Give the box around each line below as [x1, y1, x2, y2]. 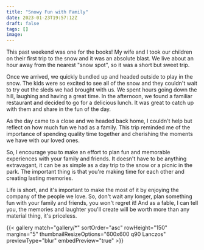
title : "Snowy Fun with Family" [6, 9, 88, 15]
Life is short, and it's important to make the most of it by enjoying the [6, 187, 179, 194]
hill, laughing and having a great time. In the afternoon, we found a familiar [6, 93, 193, 100]
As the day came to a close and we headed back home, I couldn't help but [6, 117, 193, 125]
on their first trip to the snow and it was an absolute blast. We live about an [6, 55, 194, 62]
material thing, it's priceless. [6, 212, 77, 220]
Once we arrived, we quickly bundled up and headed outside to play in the [6, 73, 193, 80]
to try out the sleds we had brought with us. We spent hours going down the [6, 86, 197, 93]
